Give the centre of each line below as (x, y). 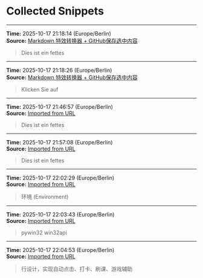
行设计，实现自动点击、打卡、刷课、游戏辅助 (77, 269)
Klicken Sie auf (40, 89)
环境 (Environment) (45, 196)
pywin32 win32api (44, 232)
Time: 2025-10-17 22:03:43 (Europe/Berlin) (60, 214)
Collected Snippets (55, 11)
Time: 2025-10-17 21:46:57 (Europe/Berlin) (60, 106)
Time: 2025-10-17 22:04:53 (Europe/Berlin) (60, 250)
